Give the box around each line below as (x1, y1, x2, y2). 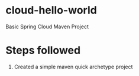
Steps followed (5, 44, 81, 57)
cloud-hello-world (5, 4, 97, 17)
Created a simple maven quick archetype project (14, 63, 133, 70)
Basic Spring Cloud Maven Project (5, 23, 89, 30)
